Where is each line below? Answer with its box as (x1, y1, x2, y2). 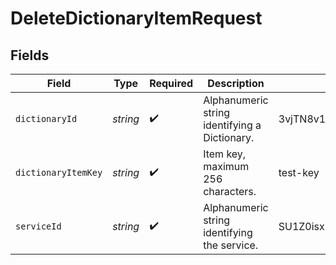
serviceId (15, 221, 62, 232)
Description (207, 77, 265, 90)
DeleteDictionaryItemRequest (10, 7, 263, 30)
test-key (278, 166, 320, 179)
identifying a (203, 118, 262, 132)
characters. (203, 185, 257, 198)
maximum (203, 160, 250, 173)
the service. (203, 238, 259, 252)
